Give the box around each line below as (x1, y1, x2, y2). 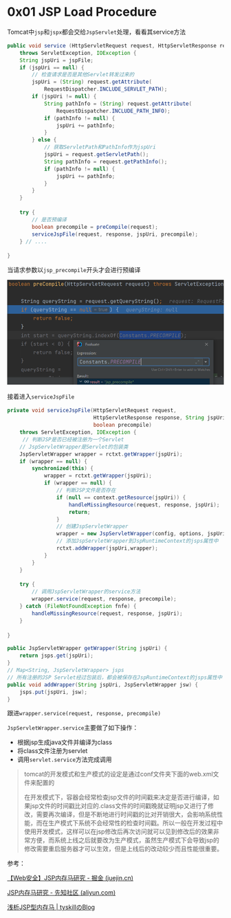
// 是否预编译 (32, 216, 67, 223)
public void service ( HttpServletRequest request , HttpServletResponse (7, 42, 217, 49)
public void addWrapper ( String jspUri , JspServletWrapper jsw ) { (7, 681, 198, 688)
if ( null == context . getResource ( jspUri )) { (56, 494, 186, 501)
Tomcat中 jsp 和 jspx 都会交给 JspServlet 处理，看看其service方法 (7, 27, 186, 36)
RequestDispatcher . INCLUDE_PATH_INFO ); (56, 107, 170, 114)
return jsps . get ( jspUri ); (19, 652, 94, 660)
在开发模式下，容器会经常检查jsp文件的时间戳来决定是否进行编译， (23, 793, 214, 801)
